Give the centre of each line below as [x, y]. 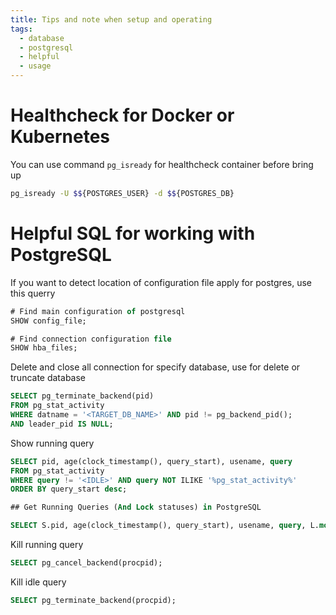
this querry [33, 293]
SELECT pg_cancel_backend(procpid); [86, 563]
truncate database [48, 378]
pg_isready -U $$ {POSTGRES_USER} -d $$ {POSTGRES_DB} [122, 193]
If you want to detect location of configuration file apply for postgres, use [161, 282]
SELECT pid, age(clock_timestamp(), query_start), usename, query [151, 461]
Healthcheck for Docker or [122, 115]
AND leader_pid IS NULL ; [62, 424]
